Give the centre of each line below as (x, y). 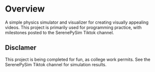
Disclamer (21, 48)
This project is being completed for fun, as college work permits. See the (78, 59)
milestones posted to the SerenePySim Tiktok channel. (60, 32)
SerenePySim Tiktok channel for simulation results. (56, 64)
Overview (25, 9)
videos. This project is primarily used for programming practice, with (73, 27)
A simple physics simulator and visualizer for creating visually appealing (77, 22)
